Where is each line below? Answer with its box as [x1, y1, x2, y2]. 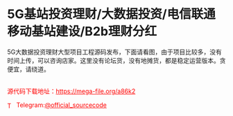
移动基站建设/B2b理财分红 [7, 23, 157, 39]
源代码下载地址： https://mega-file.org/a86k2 [7, 87, 136, 95]
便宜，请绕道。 [7, 65, 50, 73]
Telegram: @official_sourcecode [16, 101, 107, 109]
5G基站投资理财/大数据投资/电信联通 [7, 6, 216, 22]
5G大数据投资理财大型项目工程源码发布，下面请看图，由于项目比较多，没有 [7, 48, 222, 56]
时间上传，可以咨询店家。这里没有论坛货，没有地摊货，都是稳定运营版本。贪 [7, 56, 226, 64]
